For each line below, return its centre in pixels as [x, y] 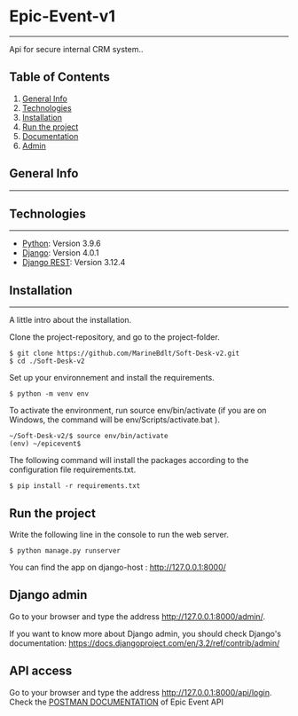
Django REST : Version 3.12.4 [74, 263]
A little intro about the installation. [71, 320]
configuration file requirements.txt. [73, 470]
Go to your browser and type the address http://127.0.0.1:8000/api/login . [141, 692]
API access [41, 671]
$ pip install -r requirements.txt [75, 486]
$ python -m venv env [49, 394]
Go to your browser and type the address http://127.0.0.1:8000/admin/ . [137, 616]
